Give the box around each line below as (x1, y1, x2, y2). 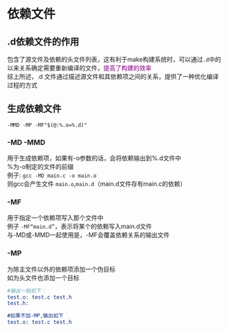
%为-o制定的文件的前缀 (7, 163, 74, 171)
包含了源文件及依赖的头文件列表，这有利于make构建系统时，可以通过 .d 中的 (7, 56, 221, 63)
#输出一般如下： (7, 287, 47, 294)
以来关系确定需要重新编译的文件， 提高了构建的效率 (7, 64, 152, 72)
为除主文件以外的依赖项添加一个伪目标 (7, 265, 115, 273)
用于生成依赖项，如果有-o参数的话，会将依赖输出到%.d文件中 (7, 154, 182, 162)
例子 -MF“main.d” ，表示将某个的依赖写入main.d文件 (7, 222, 152, 231)
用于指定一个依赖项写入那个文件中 (7, 214, 104, 222)
